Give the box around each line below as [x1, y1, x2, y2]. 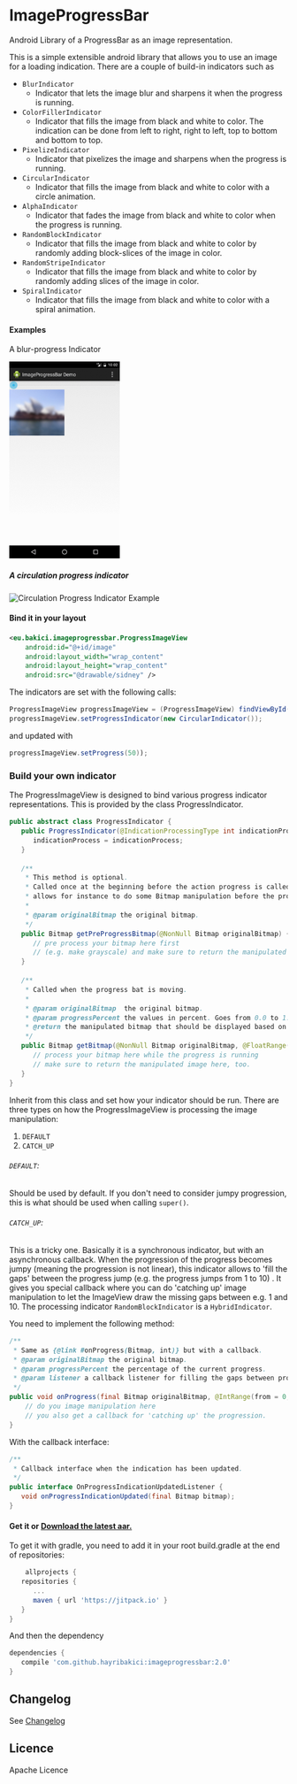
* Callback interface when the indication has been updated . [12, 1464, 243, 1473]
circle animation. [34, 191, 95, 202]
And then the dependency [9, 1630, 104, 1642]
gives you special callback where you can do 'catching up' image [9, 1282, 247, 1293]
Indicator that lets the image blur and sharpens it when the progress [34, 88, 283, 98]
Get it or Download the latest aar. [9, 1520, 133, 1531]
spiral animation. [34, 304, 95, 314]
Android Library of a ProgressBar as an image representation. [9, 35, 233, 45]
